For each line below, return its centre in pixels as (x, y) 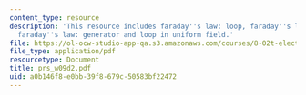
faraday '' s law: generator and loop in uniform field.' (126, 34)
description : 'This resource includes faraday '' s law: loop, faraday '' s (150, 26)
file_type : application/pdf (63, 52)
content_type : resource (55, 18)
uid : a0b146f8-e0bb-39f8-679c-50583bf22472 (93, 77)
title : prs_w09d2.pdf (51, 69)
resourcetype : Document (55, 60)
